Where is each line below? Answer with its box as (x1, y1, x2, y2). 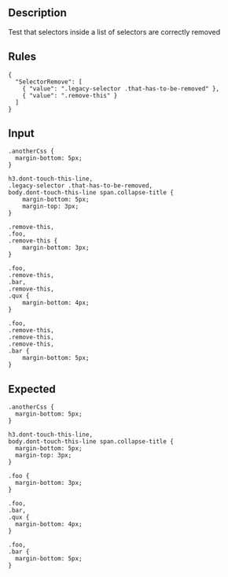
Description (8, 6, 67, 20)
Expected (8, 382, 57, 396)
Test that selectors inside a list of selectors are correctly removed (8, 27, 221, 36)
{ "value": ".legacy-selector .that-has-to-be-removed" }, (22, 84, 220, 93)
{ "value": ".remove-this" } (22, 91, 118, 99)
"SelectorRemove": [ (15, 78, 83, 86)
